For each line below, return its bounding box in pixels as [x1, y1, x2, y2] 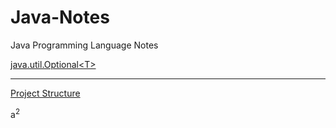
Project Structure [10, 87, 81, 99]
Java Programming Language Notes [10, 39, 159, 51]
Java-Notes [10, 6, 110, 29]
